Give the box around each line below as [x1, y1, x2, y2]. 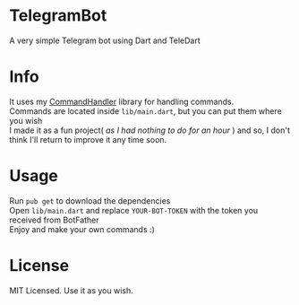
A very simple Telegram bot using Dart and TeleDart [9, 35, 201, 46]
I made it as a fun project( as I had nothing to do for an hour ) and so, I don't [9, 125, 291, 135]
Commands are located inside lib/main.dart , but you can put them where [9, 105, 282, 117]
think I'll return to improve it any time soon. [9, 134, 167, 144]
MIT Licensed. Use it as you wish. [9, 284, 133, 296]
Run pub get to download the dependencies [9, 195, 171, 206]
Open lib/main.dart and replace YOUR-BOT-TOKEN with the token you [9, 205, 259, 215]
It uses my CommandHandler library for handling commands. [9, 96, 235, 107]
